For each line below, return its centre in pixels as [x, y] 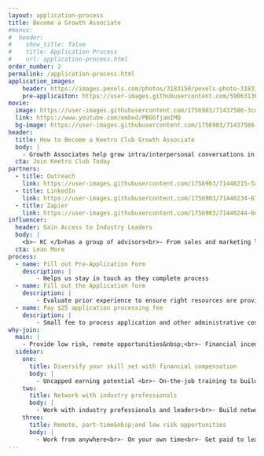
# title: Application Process [63, 52]
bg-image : [31, 125]
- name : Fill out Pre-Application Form [81, 264]
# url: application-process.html [68, 60]
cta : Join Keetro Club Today [63, 162]
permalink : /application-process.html [71, 74]
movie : [19, 103]
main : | [28, 337]
